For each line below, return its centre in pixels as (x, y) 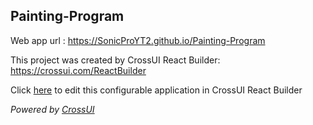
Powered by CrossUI (52, 109)
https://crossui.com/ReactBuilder (78, 70)
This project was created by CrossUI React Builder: (115, 60)
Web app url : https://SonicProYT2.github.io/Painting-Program (138, 40)
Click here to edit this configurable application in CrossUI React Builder (156, 90)
